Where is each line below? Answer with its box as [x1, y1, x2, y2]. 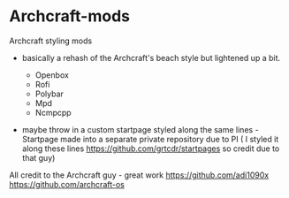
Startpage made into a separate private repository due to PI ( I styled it [21, 133, 279, 144]
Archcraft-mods [9, 6, 131, 27]
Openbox [34, 69, 69, 80]
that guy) [21, 152, 56, 163]
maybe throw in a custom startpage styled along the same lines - [21, 124, 259, 134]
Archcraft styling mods [9, 35, 93, 46]
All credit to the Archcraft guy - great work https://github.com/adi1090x [9, 170, 270, 180]
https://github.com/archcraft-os [9, 179, 125, 189]
